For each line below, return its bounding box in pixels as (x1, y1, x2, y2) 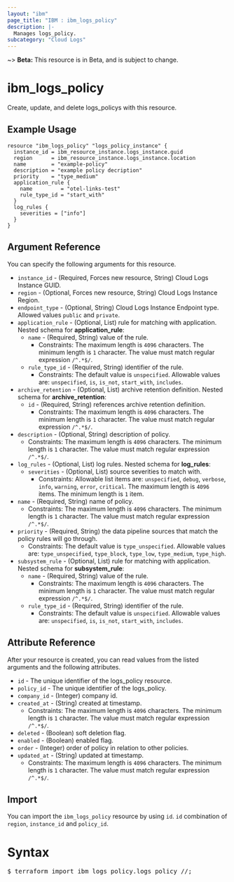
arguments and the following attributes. (7, 662, 121, 671)
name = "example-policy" (13, 161, 109, 168)
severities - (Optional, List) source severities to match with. (27, 467, 202, 476)
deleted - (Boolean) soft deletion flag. (17, 728, 127, 737)
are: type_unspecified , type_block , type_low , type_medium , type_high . (27, 549, 226, 558)
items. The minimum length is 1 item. (38, 489, 144, 498)
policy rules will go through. (17, 534, 98, 542)
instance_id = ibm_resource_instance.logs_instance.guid (13, 148, 184, 155)
